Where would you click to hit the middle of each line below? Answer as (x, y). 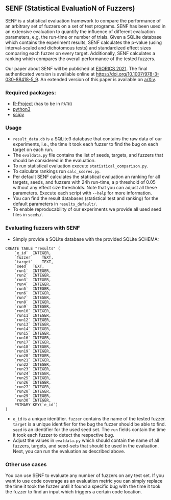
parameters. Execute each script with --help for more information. (82, 193)
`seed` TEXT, (29, 266)
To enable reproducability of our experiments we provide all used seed (87, 209)
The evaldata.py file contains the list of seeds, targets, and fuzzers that (88, 155)
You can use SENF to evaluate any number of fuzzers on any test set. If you (85, 476)
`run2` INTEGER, (33, 275)
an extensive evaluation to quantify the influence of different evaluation (80, 31)
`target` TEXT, (34, 262)
